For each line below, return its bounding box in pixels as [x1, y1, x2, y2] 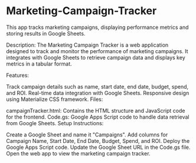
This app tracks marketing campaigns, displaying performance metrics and [6, 24, 189, 31]
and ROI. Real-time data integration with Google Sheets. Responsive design [6, 89, 190, 96]
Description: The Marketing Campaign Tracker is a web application [6, 41, 169, 48]
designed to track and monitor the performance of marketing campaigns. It [6, 47, 188, 54]
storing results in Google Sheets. [6, 30, 86, 37]
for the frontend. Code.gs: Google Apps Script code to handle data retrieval [6, 113, 190, 120]
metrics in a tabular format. [6, 60, 72, 67]
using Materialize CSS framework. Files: [6, 96, 103, 103]
